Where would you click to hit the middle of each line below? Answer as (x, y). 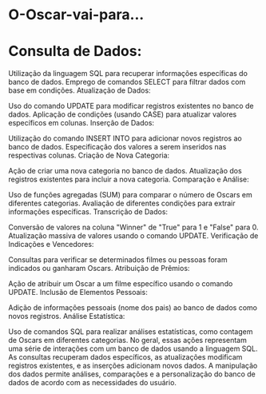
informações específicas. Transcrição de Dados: (88, 212)
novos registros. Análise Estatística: (67, 316)
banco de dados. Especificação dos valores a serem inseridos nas (117, 147)
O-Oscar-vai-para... (76, 15)
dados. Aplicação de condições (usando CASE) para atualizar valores (123, 114)
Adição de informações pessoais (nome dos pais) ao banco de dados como (133, 308)
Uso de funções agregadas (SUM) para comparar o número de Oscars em (131, 195)
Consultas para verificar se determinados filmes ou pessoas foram (118, 260)
